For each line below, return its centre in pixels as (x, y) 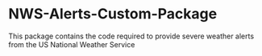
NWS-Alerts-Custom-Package (113, 14)
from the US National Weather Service (72, 44)
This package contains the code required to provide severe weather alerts (131, 36)
